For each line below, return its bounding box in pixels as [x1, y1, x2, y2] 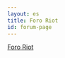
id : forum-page [7, 23, 52, 30]
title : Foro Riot [7, 17, 59, 24]
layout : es [7, 10, 40, 18]
